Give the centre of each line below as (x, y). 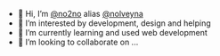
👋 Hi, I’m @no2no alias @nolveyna (81, 14)
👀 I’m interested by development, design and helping (114, 23)
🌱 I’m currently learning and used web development (112, 32)
